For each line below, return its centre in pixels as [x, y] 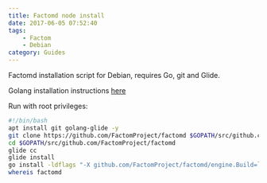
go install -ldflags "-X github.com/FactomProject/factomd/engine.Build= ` [135, 165]
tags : [17, 30]
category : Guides [37, 53]
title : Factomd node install [56, 16]
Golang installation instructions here [67, 91]
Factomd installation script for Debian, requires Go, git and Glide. [114, 75]
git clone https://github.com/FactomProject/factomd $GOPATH [112, 135]
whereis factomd [35, 173]
